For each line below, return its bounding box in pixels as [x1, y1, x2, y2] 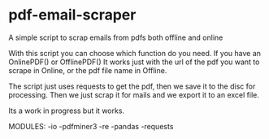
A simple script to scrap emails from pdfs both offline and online [8, 33, 223, 42]
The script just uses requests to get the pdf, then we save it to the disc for [8, 81, 256, 91]
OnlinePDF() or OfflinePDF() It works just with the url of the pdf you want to [8, 57, 260, 67]
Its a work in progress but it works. [8, 106, 124, 115]
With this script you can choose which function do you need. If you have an [8, 48, 262, 58]
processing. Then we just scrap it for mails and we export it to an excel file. [8, 89, 260, 99]
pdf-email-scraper [8, 6, 137, 24]
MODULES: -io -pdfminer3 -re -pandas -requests [8, 121, 174, 131]
